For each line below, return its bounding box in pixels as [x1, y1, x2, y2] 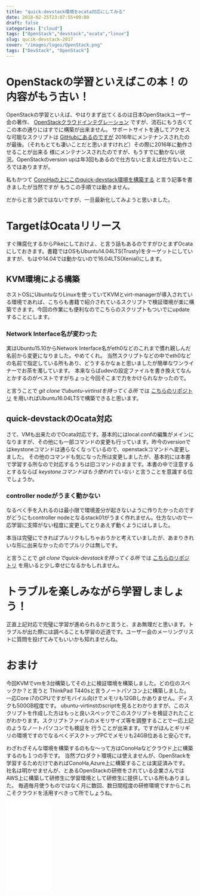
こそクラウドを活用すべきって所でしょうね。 [6, 789, 115, 796]
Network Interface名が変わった [6, 330, 97, 338]
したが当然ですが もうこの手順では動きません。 [16, 183, 133, 190]
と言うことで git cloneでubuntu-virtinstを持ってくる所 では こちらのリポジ [6, 387, 188, 394]
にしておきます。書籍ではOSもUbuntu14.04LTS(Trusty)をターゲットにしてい [6, 247, 193, 254]
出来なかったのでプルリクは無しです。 [26, 541, 121, 549]
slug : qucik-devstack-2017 [6, 36, 73, 42]
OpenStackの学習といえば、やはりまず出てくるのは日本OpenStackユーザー [6, 111, 191, 118]
